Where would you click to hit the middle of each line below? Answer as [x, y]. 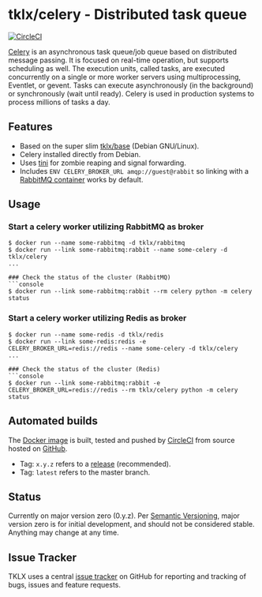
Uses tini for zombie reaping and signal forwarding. [103, 163]
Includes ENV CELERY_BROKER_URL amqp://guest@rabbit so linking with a [134, 171]
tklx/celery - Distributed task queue [127, 15]
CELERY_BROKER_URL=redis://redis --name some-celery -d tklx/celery [123, 348]
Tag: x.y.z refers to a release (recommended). [95, 464]
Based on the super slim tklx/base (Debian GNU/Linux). [109, 146]
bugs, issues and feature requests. [64, 585]
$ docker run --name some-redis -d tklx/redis [86, 334]
